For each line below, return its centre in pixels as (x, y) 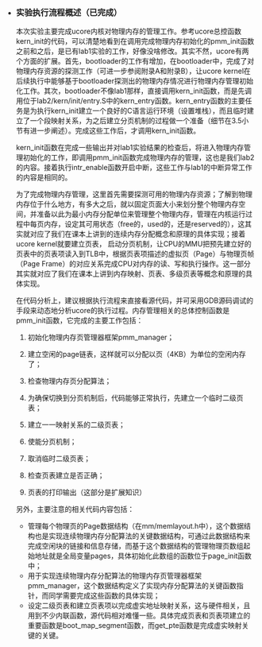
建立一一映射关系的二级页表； (76, 425)
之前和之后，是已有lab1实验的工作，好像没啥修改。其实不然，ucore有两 (132, 51)
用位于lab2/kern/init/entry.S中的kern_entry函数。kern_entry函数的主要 (131, 101)
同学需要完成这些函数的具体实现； (104, 596)
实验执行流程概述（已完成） (69, 12)
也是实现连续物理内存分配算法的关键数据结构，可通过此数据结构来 (143, 536)
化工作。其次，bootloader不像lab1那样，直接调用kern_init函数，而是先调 (134, 91)
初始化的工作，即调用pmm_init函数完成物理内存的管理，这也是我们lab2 (139, 157)
